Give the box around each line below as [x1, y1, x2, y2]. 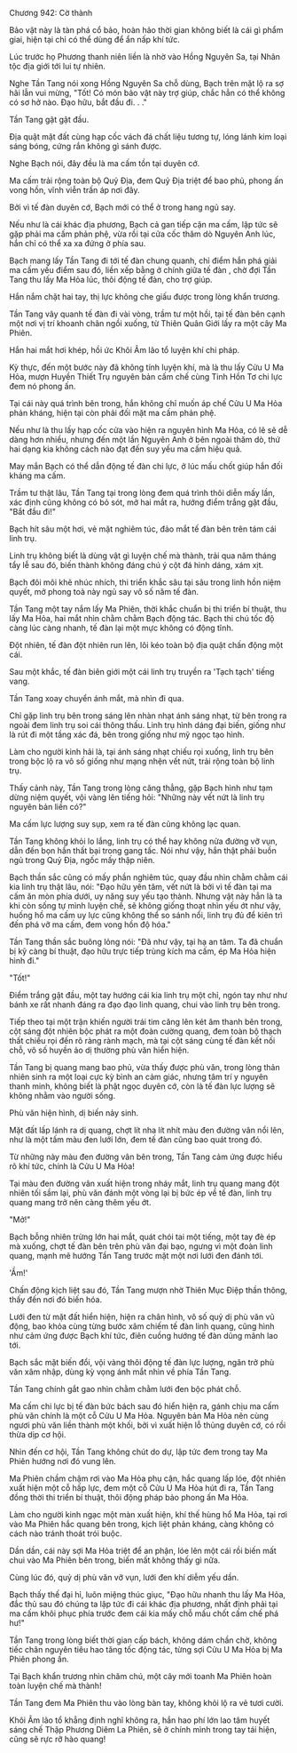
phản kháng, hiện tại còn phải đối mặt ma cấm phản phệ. [9, 408, 217, 418]
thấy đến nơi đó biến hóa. [9, 1294, 103, 1305]
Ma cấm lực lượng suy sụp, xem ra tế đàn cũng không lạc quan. [9, 819, 241, 829]
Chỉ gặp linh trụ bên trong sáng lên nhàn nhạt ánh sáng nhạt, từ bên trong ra [9, 710, 287, 721]
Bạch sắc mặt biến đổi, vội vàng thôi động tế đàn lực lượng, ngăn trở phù [9, 1357, 275, 1367]
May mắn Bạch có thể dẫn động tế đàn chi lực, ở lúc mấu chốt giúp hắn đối [9, 461, 284, 471]
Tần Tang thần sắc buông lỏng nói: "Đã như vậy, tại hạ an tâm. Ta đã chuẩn [9, 937, 284, 947]
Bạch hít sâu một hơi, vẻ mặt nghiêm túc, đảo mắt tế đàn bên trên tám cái [9, 524, 277, 534]
